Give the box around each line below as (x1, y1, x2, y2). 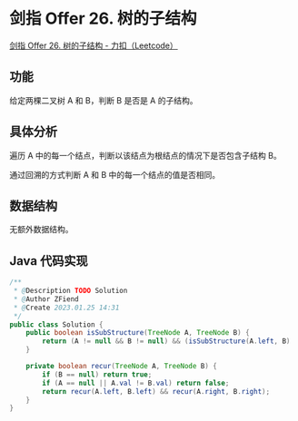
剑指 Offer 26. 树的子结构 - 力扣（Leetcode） (9, 40, 179, 51)
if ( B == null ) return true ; (42, 369, 153, 379)
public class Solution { (9, 319, 104, 329)
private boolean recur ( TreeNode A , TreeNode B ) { (25, 362, 218, 371)
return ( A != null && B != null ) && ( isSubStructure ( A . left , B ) (42, 337, 291, 346)
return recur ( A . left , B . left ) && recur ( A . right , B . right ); (42, 387, 271, 396)
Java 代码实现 (9, 253, 88, 269)
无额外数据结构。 (9, 224, 74, 235)
